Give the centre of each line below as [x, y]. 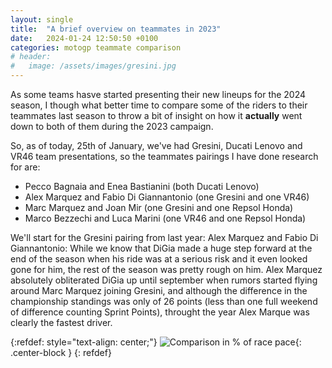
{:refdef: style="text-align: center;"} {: [156, 342]
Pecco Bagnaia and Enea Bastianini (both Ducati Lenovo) [142, 186]
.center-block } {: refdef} [61, 352]
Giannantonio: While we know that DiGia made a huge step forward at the [161, 248]
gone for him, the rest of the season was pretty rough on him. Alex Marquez [166, 269]
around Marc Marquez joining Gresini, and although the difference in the [159, 290]
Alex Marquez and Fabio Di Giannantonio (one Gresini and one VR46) [167, 197]
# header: [31, 57]
